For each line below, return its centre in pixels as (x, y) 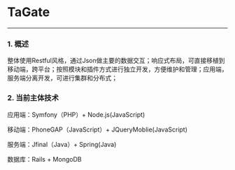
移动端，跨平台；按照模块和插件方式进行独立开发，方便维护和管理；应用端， (117, 69)
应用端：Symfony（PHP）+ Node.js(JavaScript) (76, 114)
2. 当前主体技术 (33, 98)
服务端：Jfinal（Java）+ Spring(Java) (62, 144)
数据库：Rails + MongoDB (44, 159)
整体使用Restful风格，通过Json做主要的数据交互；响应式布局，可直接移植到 (116, 61)
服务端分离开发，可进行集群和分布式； (62, 78)
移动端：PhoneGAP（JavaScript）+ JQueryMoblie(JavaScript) (97, 129)
